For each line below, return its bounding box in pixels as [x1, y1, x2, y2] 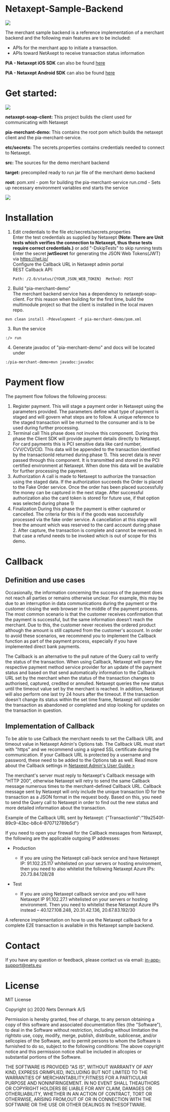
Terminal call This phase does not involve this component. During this [12, 430, 158, 436]
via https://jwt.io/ [12, 256, 48, 262]
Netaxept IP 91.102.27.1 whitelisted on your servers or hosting [20, 896, 148, 902]
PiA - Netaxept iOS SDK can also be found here [5, 59, 106, 66]
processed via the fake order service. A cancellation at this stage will [12, 516, 157, 522]
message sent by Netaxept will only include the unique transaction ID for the [5, 788, 165, 795]
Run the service [12, 326, 46, 332]
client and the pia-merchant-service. [5, 134, 82, 140]
